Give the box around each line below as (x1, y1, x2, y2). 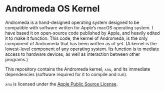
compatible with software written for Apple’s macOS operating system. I (5, 24, 153, 30)
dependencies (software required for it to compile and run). (5, 71, 127, 77)
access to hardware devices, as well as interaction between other (5, 51, 140, 57)
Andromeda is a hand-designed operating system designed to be (5, 19, 139, 25)
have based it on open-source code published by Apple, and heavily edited (5, 30, 160, 36)
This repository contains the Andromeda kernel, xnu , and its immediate (5, 66, 150, 72)
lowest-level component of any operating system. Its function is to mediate (5, 46, 159, 52)
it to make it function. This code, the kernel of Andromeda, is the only (5, 35, 148, 41)
